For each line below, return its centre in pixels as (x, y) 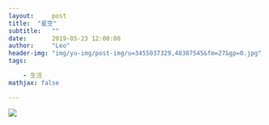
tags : (17, 61)
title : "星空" (33, 23)
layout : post (38, 16)
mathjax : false (34, 83)
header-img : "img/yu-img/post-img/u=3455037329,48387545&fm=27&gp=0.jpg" (135, 53)
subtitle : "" (34, 31)
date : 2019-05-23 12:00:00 (65, 38)
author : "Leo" (39, 46)
